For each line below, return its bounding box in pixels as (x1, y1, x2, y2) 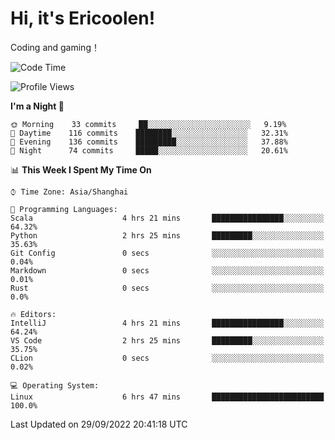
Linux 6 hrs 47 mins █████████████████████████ (10, 392, 325, 402)
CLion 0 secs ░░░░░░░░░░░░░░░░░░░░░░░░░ (10, 353, 325, 363)
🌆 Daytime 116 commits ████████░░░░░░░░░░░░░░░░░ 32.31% (10, 128, 288, 138)
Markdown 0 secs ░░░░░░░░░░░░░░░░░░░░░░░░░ (10, 265, 325, 276)
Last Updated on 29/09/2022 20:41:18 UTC (10, 418, 188, 430)
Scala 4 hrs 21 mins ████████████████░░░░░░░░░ (10, 213, 325, 223)
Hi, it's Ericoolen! (10, 7, 156, 30)
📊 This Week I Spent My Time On (10, 163, 152, 176)
